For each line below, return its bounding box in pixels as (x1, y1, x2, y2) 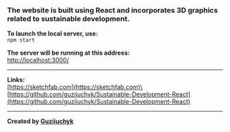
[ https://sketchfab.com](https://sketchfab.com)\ (7, 83, 142, 91)
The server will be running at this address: (7, 49, 130, 57)
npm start (7, 37, 36, 44)
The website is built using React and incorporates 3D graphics (7, 5, 218, 15)
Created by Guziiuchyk (7, 117, 74, 125)
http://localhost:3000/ (7, 56, 70, 64)
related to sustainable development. (7, 14, 130, 23)
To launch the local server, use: (7, 29, 98, 38)
